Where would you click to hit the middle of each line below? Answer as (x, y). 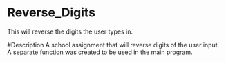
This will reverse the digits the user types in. (70, 32)
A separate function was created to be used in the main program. (100, 52)
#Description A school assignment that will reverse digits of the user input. (113, 45)
